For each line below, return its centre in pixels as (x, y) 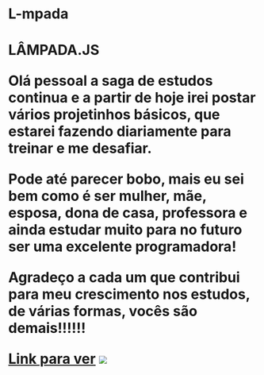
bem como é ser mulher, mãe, (107, 196)
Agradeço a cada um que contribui (124, 278)
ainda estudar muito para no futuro (125, 230)
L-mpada (38, 14)
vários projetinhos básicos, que (114, 115)
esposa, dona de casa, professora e (128, 213)
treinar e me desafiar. (80, 149)
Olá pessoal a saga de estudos (111, 81)
